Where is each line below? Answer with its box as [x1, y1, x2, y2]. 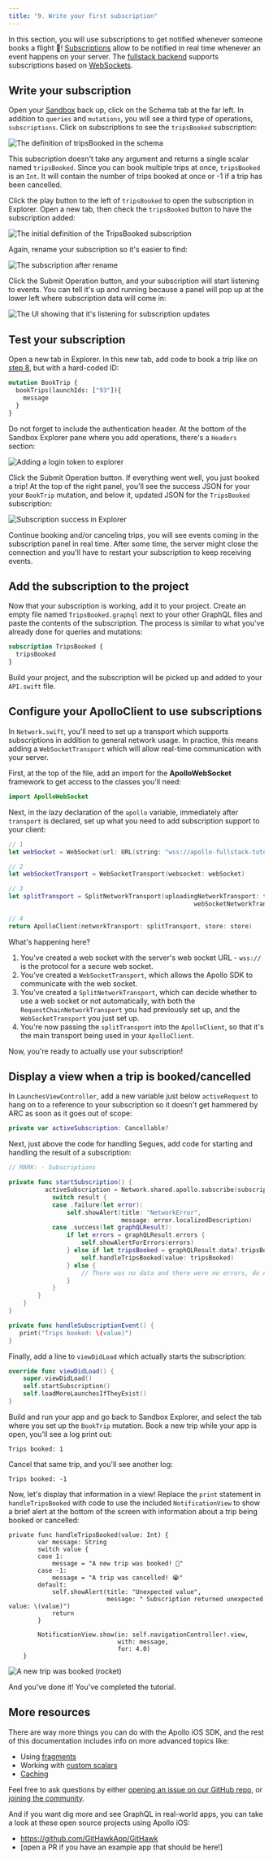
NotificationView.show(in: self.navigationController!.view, [37, 1631, 249, 1639]
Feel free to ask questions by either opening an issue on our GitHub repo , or [8, 1784, 262, 1794]
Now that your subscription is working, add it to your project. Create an [8, 601, 246, 611]
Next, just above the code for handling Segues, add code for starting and [8, 1139, 253, 1149]
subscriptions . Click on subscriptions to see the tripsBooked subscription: [8, 123, 258, 133]
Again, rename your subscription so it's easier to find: [8, 245, 188, 255]
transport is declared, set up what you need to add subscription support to [8, 815, 260, 826]
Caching [19, 1769, 49, 1779]
